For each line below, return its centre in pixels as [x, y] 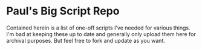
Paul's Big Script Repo [63, 11]
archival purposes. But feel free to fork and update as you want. [86, 40]
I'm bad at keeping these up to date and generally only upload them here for [101, 34]
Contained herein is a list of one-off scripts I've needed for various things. [98, 28]
